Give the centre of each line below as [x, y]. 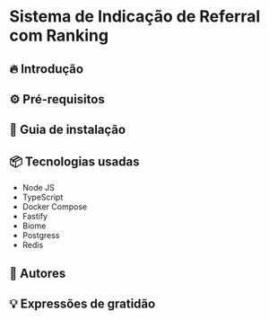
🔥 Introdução [46, 69]
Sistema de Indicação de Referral [135, 17]
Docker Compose [55, 207]
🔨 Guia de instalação [68, 130]
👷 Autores [38, 273]
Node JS [39, 188]
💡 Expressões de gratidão [82, 303]
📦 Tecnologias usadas [74, 161]
